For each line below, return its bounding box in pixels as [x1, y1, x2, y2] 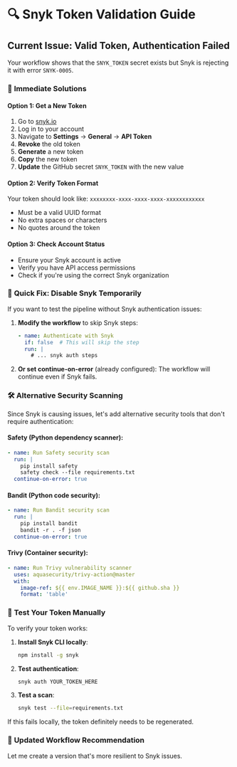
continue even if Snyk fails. [17, 372, 98, 381]
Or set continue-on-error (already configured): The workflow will [17, 365, 211, 374]
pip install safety [20, 462, 78, 470]
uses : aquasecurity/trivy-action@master [14, 571, 135, 578]
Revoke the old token [17, 140, 80, 149]
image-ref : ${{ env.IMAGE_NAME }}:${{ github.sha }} [20, 584, 180, 591]
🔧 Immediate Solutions [7, 83, 87, 93]
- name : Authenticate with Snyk [17, 332, 114, 339]
